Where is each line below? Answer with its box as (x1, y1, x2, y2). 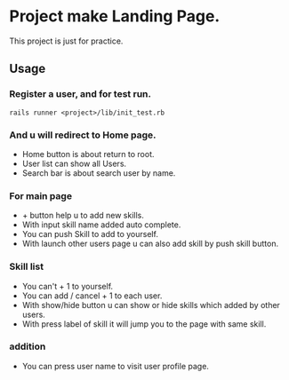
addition (9, 340, 46, 352)
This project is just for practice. (9, 36, 124, 46)
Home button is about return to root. (21, 148, 155, 159)
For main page (9, 189, 73, 202)
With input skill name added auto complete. (21, 219, 181, 230)
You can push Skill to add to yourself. (21, 229, 158, 240)
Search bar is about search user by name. (21, 167, 176, 178)
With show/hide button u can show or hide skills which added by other (21, 299, 280, 310)
